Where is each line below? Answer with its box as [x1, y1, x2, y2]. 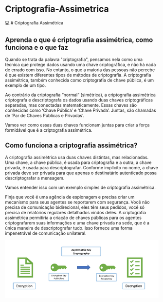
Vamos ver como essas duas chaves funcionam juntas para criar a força [5, 122, 150, 128]
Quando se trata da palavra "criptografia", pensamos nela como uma [5, 56, 143, 62]
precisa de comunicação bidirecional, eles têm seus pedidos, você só [5, 204, 145, 210]
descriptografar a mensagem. [5, 175, 65, 181]
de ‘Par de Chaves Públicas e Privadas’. [5, 112, 84, 118]
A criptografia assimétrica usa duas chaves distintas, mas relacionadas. [5, 154, 149, 160]
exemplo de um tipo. [5, 82, 46, 88]
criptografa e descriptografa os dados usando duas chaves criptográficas [5, 97, 153, 103]
